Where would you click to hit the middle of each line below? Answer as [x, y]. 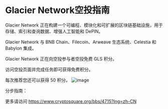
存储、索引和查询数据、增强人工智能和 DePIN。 [54, 31]
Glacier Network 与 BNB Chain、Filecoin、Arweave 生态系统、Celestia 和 [81, 42]
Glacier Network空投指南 [58, 10]
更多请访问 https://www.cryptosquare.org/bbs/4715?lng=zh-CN [71, 101]
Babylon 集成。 [21, 48]
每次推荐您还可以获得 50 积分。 [38, 80]
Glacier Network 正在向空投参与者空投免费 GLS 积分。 [61, 58]
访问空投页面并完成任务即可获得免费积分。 [49, 69]
